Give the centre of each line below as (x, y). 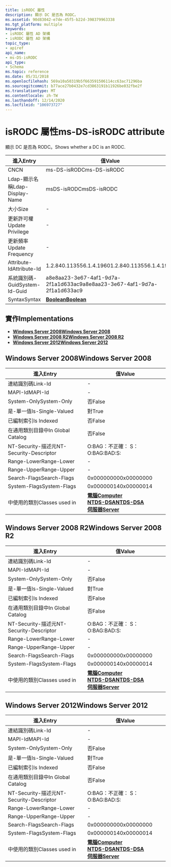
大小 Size (18, 209)
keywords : (16, 29)
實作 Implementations (39, 319)
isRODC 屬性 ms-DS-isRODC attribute (85, 132)
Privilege (18, 232)
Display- (18, 194)
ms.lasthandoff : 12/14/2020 (35, 100)
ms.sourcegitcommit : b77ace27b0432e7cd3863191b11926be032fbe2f (74, 86)
